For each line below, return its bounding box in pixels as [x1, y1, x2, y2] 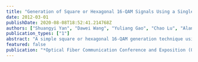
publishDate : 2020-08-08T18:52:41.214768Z [6, 19, 112, 25]
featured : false [6, 42, 46, 48]
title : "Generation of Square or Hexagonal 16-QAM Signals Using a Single [6, 8, 194, 15]
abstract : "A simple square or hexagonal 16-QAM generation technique [6, 36, 183, 42]
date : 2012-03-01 [6, 14, 49, 20]
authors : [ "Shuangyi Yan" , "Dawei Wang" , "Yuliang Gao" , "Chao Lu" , [6, 25, 178, 31]
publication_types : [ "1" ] [6, 31, 70, 37]
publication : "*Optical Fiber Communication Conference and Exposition [6, 47, 186, 53]
